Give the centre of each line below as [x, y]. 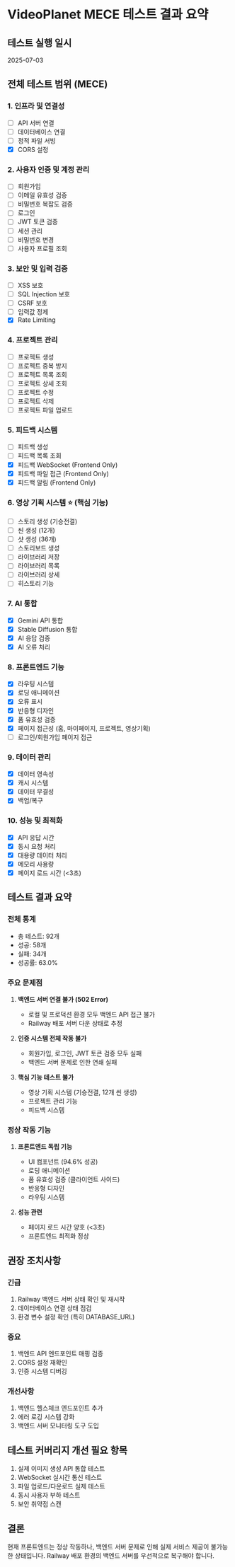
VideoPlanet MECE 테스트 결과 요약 [108, 15]
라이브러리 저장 [39, 557]
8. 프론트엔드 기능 [36, 667]
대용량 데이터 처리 [42, 855]
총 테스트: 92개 [39, 936]
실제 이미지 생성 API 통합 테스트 [61, 1469]
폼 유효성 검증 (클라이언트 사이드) [74, 1179]
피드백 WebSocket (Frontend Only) [68, 465]
